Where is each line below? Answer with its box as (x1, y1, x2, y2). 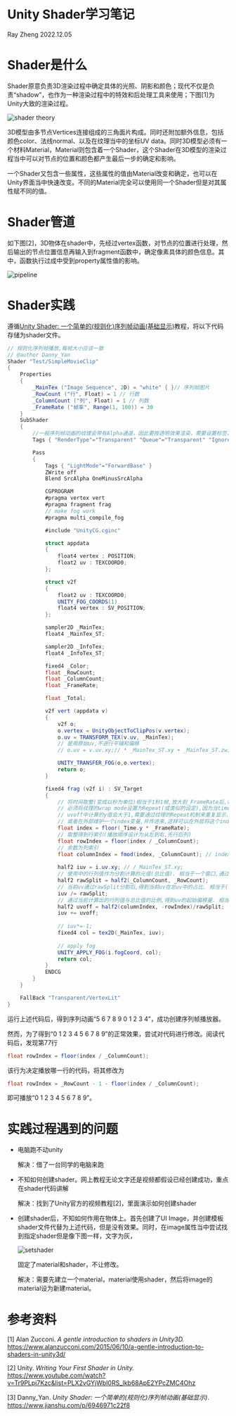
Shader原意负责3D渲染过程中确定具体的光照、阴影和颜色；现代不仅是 (7, 82, 209, 90)
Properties (20, 371, 52, 378)
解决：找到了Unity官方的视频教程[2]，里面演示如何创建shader (17, 1199, 197, 1208)
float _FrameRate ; (44, 682, 99, 689)
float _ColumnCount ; (44, 675, 105, 683)
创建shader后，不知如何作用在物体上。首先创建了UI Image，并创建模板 (17, 1214, 224, 1222)
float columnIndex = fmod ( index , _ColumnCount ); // (57, 851, 212, 858)
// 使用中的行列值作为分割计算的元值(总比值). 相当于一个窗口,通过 (57, 870, 230, 877)
